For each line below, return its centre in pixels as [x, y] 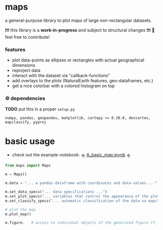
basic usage [30, 141]
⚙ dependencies [25, 98]
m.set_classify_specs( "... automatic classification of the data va [76, 201]
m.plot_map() [18, 214]
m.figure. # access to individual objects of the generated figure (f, [81, 223]
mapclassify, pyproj [26, 122]
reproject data [26, 70]
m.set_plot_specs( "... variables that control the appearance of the [77, 196]
